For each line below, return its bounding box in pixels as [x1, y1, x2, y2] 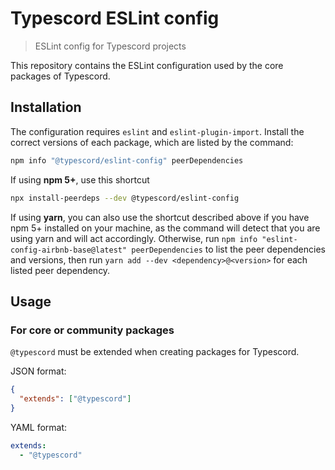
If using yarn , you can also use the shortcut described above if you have [10, 211, 310, 223]
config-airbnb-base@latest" [10, 245, 128, 255]
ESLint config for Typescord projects [34, 40, 187, 52]
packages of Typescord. [10, 70, 111, 82]
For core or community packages [10, 323, 175, 337]
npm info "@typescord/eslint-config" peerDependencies [10, 155, 244, 166]
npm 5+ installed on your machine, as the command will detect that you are [10, 222, 321, 234]
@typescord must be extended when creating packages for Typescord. [10, 346, 300, 358]
